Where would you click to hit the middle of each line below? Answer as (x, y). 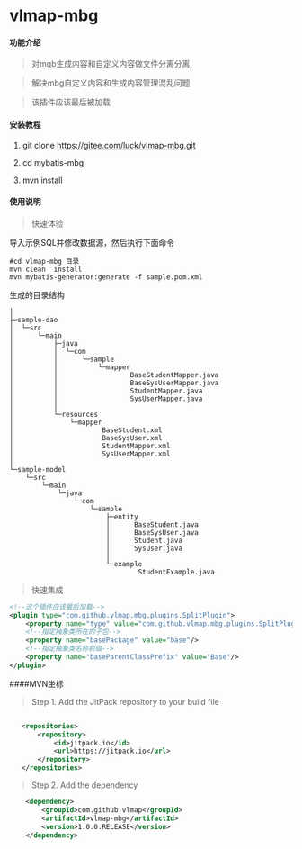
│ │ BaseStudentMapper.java (114, 375)
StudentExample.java (177, 572)
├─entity (122, 517)
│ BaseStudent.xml (86, 430)
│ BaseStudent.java (152, 524)
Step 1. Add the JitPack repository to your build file (125, 701)
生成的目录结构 (37, 294)
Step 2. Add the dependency (84, 785)
